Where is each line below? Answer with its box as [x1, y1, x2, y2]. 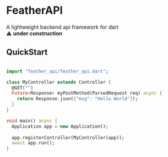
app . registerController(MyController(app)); [11, 134, 125, 141]
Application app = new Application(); [11, 123, 109, 129]
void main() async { [6, 117, 58, 123]
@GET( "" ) [11, 84, 34, 90]
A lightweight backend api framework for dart [6, 23, 119, 31]
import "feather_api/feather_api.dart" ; [6, 68, 109, 74]
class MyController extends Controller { [6, 79, 112, 85]
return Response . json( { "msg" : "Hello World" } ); [17, 96, 138, 102]
